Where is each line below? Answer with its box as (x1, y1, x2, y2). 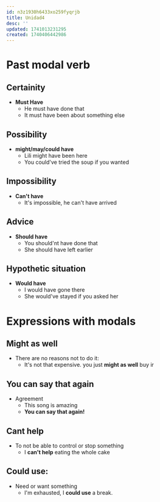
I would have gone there (24, 286, 85, 293)
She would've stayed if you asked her (24, 293, 119, 300)
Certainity (6, 82, 46, 92)
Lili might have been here (24, 152, 88, 159)
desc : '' (6, 20, 29, 26)
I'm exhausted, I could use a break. (24, 489, 113, 496)
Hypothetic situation (6, 264, 86, 274)
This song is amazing (24, 402, 78, 409)
